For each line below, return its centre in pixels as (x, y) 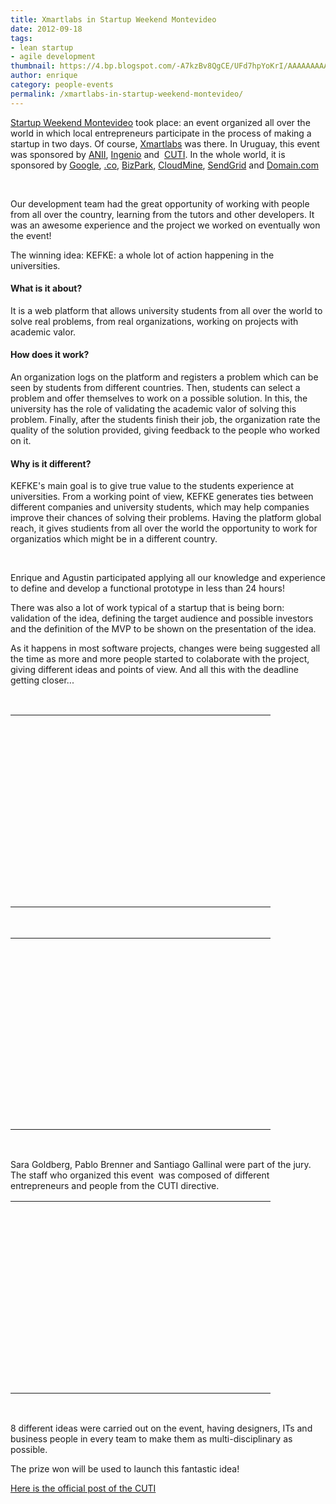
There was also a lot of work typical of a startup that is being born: (147, 608)
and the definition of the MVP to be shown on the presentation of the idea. (163, 629)
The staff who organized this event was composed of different (140, 1175)
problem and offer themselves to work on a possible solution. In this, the (159, 398)
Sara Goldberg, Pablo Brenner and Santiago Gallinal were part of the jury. (161, 1165)
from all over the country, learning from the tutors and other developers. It (162, 214)
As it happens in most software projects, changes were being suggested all (165, 648)
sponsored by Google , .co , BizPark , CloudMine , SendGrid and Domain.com (164, 165)
